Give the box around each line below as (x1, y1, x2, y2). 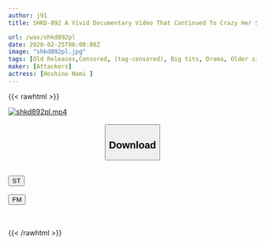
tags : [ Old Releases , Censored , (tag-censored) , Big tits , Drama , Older (8, 55, 248, 63)
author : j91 (8, 11, 47, 20)
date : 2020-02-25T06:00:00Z (8, 40, 101, 48)
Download (109, 139, 156, 151)
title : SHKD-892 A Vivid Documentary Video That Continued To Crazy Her (8, 19, 252, 27)
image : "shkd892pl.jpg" (8, 48, 87, 56)
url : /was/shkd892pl (8, 33, 77, 41)
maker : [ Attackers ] (8, 62, 73, 71)
